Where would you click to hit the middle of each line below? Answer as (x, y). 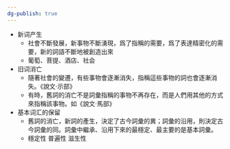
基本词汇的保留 (39, 112)
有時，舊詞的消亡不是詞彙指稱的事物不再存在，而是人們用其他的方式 (125, 95)
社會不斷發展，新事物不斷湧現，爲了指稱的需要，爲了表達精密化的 (122, 43)
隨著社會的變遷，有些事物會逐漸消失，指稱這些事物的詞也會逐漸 (119, 78)
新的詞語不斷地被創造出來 (77, 51)
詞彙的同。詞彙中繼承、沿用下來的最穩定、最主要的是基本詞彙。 (125, 130)
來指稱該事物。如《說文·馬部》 (71, 103)
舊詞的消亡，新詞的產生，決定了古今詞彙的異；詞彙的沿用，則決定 (122, 121)
